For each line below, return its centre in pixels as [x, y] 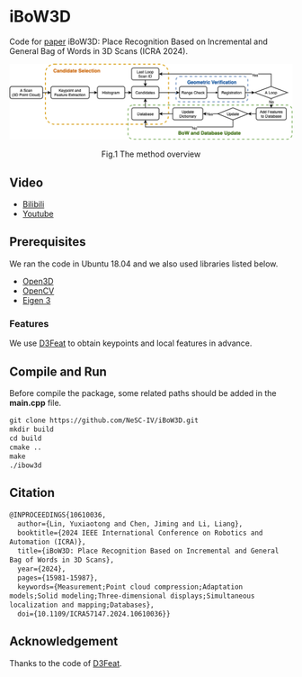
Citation [32, 493]
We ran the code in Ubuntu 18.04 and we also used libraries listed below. [144, 264]
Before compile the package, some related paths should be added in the [143, 393]
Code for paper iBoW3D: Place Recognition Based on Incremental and [138, 41]
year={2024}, [42, 569]
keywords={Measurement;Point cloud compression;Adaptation [130, 587]
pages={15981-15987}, [58, 578]
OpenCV [38, 291]
